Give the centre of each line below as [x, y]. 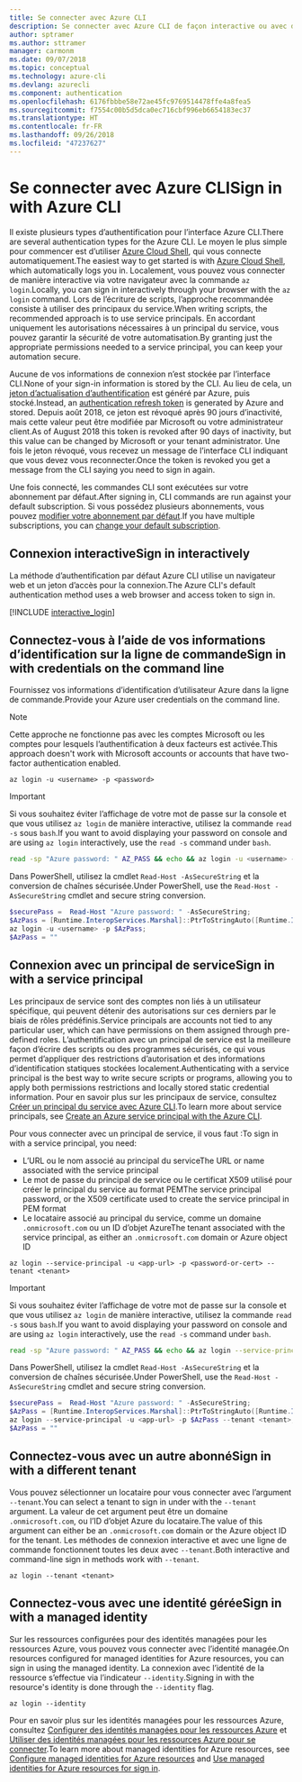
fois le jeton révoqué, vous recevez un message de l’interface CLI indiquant [149, 450]
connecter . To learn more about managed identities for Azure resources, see [150, 1749]
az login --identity [48, 1704]
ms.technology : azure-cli [58, 77]
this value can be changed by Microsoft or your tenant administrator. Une [145, 441]
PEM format [44, 1208]
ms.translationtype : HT [54, 118]
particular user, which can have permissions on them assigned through [141, 1030]
